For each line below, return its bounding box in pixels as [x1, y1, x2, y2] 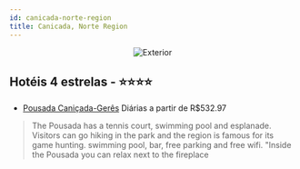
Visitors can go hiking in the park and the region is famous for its [31, 130, 275, 141]
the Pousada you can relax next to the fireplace [31, 149, 209, 160]
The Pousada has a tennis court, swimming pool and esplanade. [31, 120, 272, 132]
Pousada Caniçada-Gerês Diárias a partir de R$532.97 [22, 103, 227, 114]
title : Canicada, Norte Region [9, 22, 128, 31]
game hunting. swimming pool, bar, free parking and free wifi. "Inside [31, 140, 292, 151]
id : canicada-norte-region [9, 13, 112, 23]
